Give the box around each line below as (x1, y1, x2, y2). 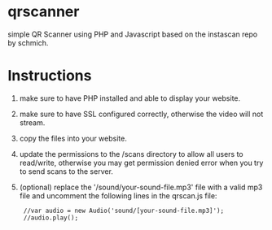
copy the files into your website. (19, 133, 127, 143)
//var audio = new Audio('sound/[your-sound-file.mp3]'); (23, 206, 225, 215)
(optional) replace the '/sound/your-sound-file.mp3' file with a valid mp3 (19, 182, 263, 192)
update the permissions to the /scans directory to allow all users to (19, 149, 243, 158)
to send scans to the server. (19, 166, 113, 176)
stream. (19, 117, 46, 128)
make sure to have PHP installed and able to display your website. (19, 93, 241, 103)
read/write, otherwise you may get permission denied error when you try (19, 158, 264, 167)
